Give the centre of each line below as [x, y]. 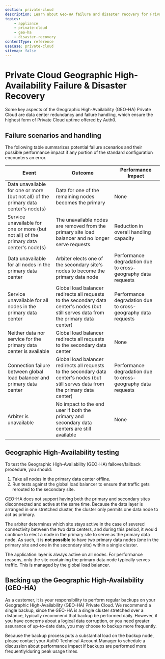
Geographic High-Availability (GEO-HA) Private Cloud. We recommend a [78, 605]
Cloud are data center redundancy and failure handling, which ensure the [79, 115]
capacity [124, 238]
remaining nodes [75, 197]
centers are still [73, 429]
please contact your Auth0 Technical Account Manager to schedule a [75, 641]
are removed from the [81, 226]
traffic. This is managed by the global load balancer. [58, 565]
